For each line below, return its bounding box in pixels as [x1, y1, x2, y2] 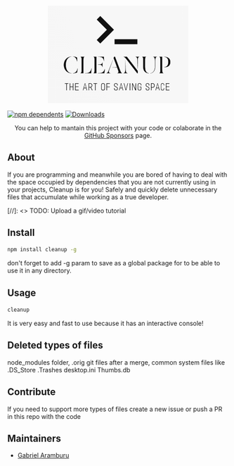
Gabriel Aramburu [17, 451, 70, 460]
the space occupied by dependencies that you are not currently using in [7, 177, 216, 186]
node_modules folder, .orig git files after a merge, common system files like [7, 358, 226, 367]
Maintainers [7, 432, 62, 444]
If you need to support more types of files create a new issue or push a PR [7, 405, 223, 413]
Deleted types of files [7, 339, 103, 351]
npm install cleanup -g [7, 246, 77, 253]
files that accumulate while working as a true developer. [7, 192, 169, 201]
